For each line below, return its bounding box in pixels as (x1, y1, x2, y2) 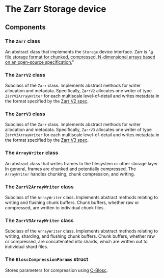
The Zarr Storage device (5, 3, 107, 15)
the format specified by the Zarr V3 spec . (5, 137, 89, 143)
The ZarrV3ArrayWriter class (5, 217, 74, 224)
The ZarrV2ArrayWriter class (5, 183, 74, 190)
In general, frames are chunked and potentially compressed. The (5, 166, 136, 172)
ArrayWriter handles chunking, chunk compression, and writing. (5, 171, 135, 177)
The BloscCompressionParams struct (5, 256, 88, 263)
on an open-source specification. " (5, 59, 74, 65)
